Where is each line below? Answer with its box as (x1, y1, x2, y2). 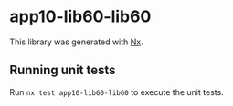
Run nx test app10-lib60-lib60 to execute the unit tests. (9, 86, 224, 97)
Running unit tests (9, 63, 116, 78)
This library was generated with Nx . (9, 36, 143, 47)
